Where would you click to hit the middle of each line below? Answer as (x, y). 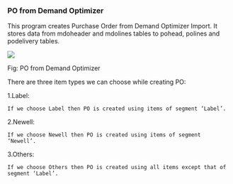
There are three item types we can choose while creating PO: (97, 82)
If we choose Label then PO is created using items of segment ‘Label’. (117, 109)
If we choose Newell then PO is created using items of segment (104, 135)
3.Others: (21, 154)
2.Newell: (21, 122)
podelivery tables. (34, 41)
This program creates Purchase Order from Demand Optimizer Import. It (113, 26)
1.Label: (18, 96)
